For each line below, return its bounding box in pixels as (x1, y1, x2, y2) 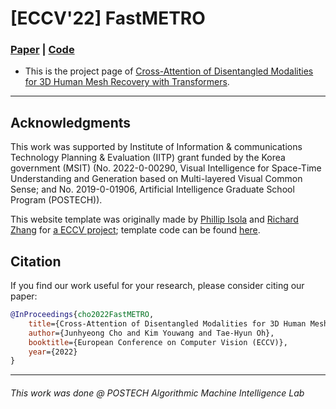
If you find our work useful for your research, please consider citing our (10, 280, 305, 292)
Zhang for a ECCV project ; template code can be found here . (10, 224, 261, 236)
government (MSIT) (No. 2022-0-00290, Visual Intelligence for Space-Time (10, 162, 322, 174)
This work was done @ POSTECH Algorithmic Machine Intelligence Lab (10, 387, 305, 399)
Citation (10, 253, 62, 270)
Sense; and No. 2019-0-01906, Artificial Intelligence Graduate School (10, 183, 295, 196)
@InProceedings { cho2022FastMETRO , (10, 310, 155, 320)
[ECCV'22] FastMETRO (10, 7, 206, 30)
